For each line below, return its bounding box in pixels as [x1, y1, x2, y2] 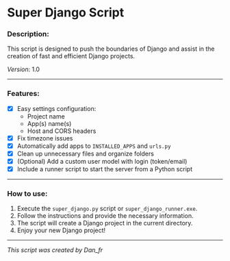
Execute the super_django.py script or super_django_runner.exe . [16, 204, 198, 213]
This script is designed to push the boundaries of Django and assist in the [7, 45, 215, 53]
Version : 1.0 [7, 65, 40, 73]
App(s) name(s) [27, 119, 72, 127]
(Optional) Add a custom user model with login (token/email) [16, 158, 188, 166]
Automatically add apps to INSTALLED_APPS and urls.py [16, 142, 171, 150]
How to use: [7, 189, 48, 199]
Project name [27, 112, 65, 121]
